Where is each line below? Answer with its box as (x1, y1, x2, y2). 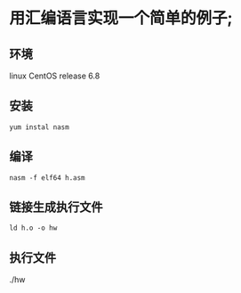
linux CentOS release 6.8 (9, 70, 100, 81)
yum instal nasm (9, 122, 69, 132)
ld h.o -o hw (9, 224, 58, 232)
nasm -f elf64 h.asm (9, 173, 86, 183)
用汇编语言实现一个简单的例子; (9, 8, 233, 28)
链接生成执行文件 (9, 199, 103, 215)
